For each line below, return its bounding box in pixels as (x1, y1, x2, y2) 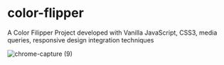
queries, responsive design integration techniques (7, 35, 154, 44)
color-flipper (7, 5, 84, 21)
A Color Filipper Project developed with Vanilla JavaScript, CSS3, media (7, 28, 218, 37)
